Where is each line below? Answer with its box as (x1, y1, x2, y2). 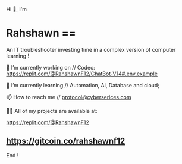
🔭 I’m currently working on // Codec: (6, 64, 95, 71)
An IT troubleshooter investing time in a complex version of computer (6, 46, 176, 53)
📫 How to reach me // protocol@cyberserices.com (6, 93, 131, 100)
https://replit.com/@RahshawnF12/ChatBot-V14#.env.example (6, 70, 158, 77)
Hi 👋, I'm (6, 6, 27, 12)
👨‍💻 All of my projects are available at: (6, 107, 98, 114)
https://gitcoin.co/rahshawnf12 (6, 136, 125, 146)
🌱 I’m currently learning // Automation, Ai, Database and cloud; (6, 81, 159, 89)
